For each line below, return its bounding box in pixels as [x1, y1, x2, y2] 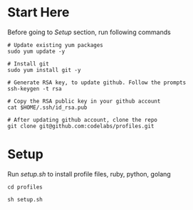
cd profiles [7, 183, 43, 191]
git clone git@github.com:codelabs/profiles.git [7, 122, 155, 130]
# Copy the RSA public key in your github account [7, 98, 161, 105]
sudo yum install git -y [7, 66, 81, 73]
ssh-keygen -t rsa [7, 85, 62, 93]
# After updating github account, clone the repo [7, 116, 158, 123]
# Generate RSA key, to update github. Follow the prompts [7, 79, 187, 86]
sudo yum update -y [7, 48, 66, 55]
